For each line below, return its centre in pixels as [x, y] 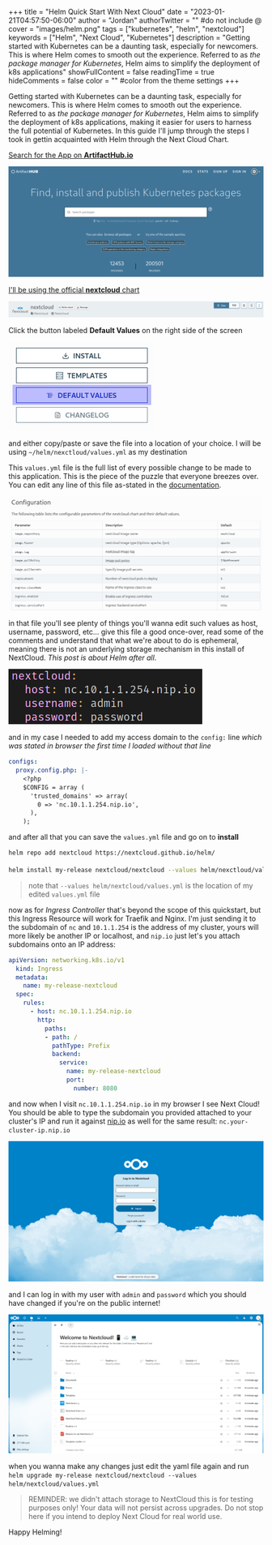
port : [75, 1080]
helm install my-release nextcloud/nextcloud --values [103, 870]
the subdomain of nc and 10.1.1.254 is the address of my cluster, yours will [134, 927]
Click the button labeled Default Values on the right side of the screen [125, 331]
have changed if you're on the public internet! [84, 1303]
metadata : [32, 977]
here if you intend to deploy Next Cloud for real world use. [125, 1517]
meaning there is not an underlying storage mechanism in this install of [127, 649]
